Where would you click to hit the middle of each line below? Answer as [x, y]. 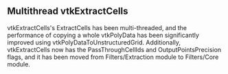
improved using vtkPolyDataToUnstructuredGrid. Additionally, [94, 42]
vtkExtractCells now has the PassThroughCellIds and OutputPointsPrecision [114, 49]
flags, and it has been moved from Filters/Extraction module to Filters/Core [113, 57]
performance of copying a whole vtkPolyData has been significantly [103, 35]
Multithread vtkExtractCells [68, 11]
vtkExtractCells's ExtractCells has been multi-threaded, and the [97, 27]
